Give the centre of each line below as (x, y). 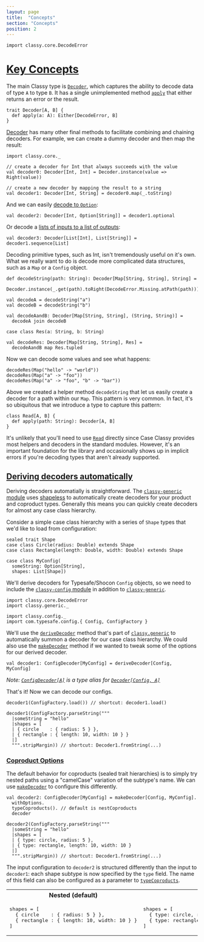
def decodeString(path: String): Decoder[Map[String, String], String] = (102, 279)
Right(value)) (24, 178)
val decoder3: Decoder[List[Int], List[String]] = (72, 238)
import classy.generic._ (38, 606)
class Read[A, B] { (31, 416)
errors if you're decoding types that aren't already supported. (83, 457)
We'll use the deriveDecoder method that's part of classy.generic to (91, 633)
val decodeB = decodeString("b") (49, 305)
